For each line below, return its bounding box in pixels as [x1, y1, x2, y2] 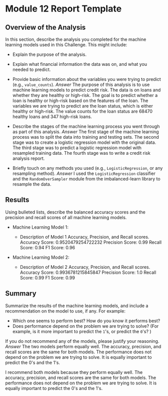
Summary [5, 289, 37, 298]
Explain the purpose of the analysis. [12, 51, 87, 57]
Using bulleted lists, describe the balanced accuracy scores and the [5, 209, 145, 215]
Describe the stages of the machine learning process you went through [12, 124, 160, 129]
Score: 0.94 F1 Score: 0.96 [20, 244, 75, 250]
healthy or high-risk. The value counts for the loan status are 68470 [12, 109, 153, 114]
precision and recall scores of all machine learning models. [5, 214, 127, 220]
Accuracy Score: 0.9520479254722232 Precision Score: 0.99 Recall [20, 239, 162, 245]
